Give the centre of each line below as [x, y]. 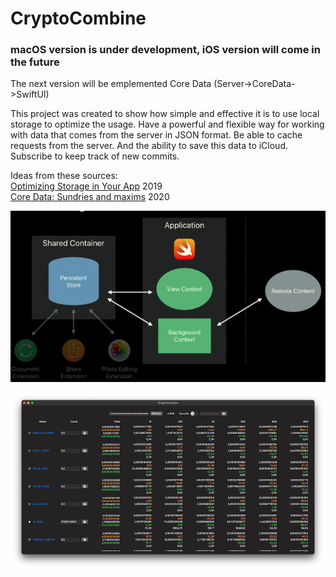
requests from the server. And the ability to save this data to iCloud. [149, 146]
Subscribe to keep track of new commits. [95, 156]
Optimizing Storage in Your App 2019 [86, 186]
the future [35, 62]
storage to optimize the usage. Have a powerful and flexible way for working [167, 124]
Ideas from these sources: [64, 176]
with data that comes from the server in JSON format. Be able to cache [156, 135]
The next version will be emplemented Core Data [111, 84]
